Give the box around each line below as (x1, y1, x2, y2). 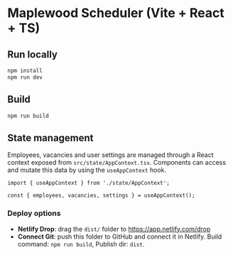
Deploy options (7, 208, 61, 218)
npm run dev (7, 73, 43, 81)
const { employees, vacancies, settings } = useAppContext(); (7, 192, 195, 200)
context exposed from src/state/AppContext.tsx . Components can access (7, 158, 226, 167)
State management (7, 131, 94, 143)
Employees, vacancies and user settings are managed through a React (7, 151, 215, 159)
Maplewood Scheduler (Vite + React (7, 5, 225, 21)
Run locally (7, 48, 58, 60)
